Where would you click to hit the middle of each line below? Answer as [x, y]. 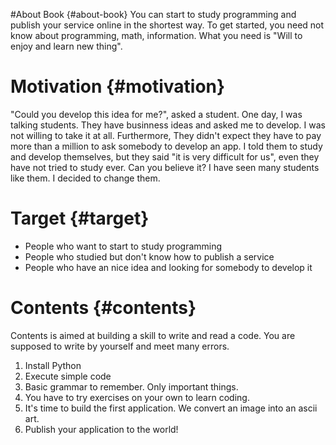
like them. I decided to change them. [85, 178]
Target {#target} [80, 218]
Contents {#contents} [103, 308]
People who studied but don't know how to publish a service [149, 256]
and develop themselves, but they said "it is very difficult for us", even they [165, 156]
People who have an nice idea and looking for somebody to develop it [168, 267]
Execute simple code [68, 376]
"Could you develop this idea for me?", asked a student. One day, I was [156, 114]
